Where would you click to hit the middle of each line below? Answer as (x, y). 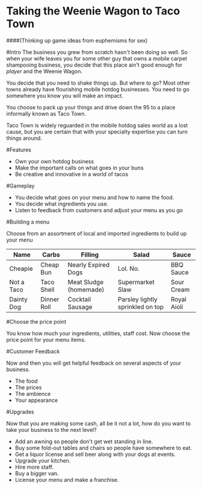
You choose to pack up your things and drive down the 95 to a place (91, 107)
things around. (24, 138)
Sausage (80, 306)
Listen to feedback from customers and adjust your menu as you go (99, 210)
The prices (28, 387)
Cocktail (79, 299)
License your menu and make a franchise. (67, 479)
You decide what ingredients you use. (62, 204)
